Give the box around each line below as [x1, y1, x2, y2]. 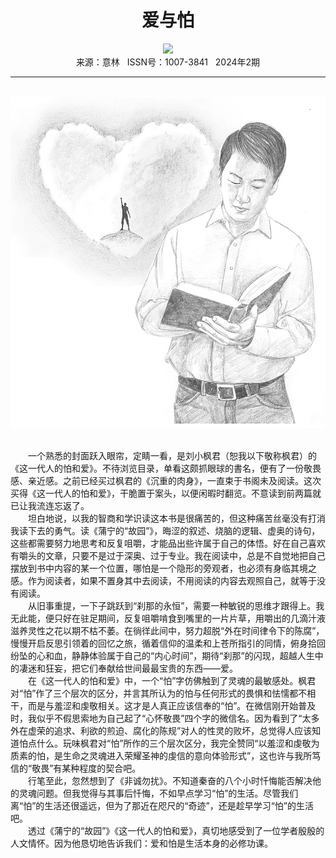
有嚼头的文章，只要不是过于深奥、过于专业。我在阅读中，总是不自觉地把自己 [10, 550, 326, 562]
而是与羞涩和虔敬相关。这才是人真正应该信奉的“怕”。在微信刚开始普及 [27, 700, 317, 712]
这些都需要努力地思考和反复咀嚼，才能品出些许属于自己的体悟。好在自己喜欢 [10, 537, 326, 550]
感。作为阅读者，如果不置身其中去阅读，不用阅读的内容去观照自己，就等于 [10, 575, 317, 587]
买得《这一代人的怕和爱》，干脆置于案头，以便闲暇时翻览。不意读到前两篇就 [10, 487, 322, 500]
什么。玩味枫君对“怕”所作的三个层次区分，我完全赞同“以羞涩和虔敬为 [36, 737, 320, 750]
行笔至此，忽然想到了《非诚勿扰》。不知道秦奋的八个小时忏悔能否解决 [27, 775, 313, 787]
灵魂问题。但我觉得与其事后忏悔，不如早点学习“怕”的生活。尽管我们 [18, 787, 299, 800]
